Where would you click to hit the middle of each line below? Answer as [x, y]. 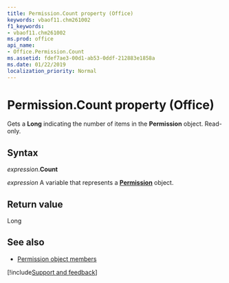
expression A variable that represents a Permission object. [90, 183]
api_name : [21, 45]
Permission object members [57, 259]
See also [26, 242]
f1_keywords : [26, 26]
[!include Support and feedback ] [52, 272]
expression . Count [33, 170]
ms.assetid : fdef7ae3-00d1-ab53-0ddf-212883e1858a [81, 58]
